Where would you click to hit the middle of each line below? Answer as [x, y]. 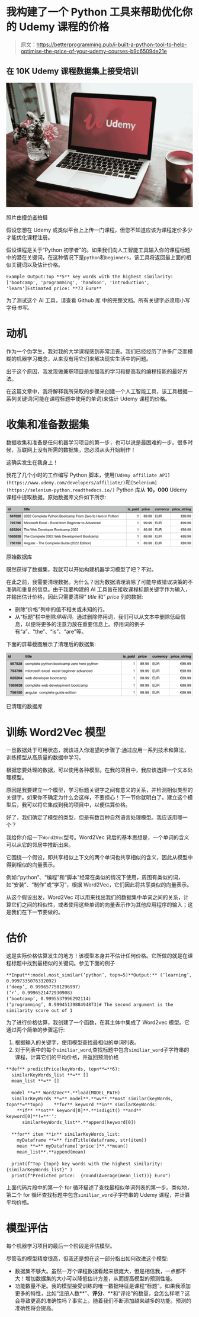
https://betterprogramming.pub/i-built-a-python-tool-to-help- [112, 44]
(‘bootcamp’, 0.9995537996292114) [49, 999]
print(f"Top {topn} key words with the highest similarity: [87, 1164]
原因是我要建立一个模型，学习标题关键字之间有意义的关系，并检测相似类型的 [99, 790]
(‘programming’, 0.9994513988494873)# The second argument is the [90, 1005]
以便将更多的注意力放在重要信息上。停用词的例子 [85, 624]
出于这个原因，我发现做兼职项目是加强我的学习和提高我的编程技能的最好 [94, 371]
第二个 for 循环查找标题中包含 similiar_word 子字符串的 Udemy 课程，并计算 [98, 1195]
